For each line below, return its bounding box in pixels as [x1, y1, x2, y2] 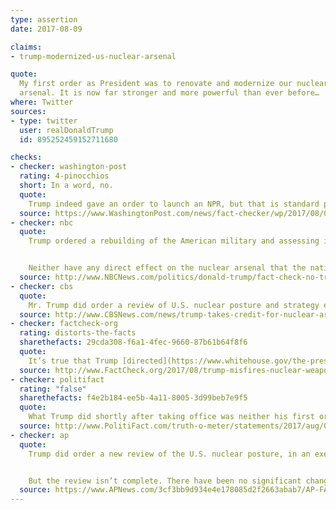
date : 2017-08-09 [10, 24, 83, 34]
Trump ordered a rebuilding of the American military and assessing [28, 236, 320, 246]
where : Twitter [10, 97, 74, 107]
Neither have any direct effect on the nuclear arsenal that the [28, 263, 307, 273]
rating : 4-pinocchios [19, 171, 110, 181]
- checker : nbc [10, 217, 74, 228]
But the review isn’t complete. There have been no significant [28, 476, 302, 486]
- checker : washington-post [10, 162, 128, 172]
